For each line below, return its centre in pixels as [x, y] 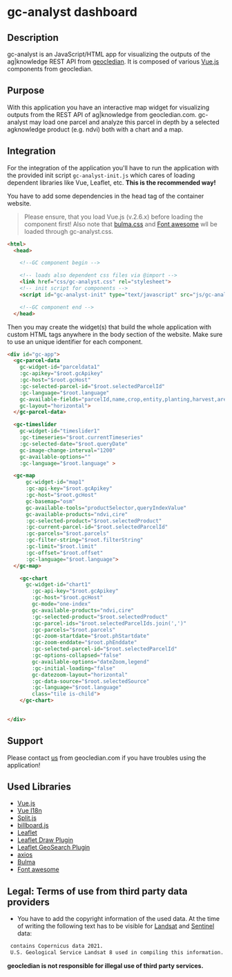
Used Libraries [39, 786]
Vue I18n [30, 811]
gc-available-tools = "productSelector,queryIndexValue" [106, 508]
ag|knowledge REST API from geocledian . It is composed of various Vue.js [113, 62]
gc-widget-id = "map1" [55, 482]
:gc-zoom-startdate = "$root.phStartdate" [91, 636]
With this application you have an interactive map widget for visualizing [108, 107]
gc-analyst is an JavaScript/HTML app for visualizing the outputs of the [109, 54]
